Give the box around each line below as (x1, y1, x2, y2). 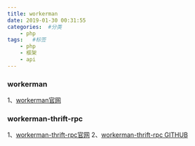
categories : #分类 (7, 23, 62, 30)
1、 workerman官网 (7, 96, 62, 105)
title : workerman (7, 10, 58, 18)
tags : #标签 (7, 36, 47, 44)
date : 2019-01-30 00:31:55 (7, 17, 86, 24)
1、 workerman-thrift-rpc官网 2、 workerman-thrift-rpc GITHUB (7, 131, 188, 139)
